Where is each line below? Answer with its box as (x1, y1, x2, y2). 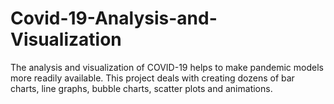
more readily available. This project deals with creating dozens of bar (10, 72, 295, 84)
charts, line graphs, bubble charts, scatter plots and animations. (10, 82, 273, 94)
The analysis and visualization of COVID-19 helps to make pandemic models (10, 61, 324, 73)
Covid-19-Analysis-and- (10, 7, 218, 30)
